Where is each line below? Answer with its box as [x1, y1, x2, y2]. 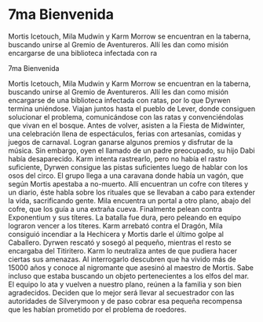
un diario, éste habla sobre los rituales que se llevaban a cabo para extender [8, 187, 256, 197]
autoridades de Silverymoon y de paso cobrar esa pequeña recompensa [8, 296, 243, 305]
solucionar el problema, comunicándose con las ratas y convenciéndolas [8, 112, 244, 121]
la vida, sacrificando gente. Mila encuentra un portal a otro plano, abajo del [8, 195, 251, 205]
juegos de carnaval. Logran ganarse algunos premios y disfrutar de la [8, 137, 233, 146]
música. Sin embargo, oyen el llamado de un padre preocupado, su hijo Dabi [8, 146, 255, 155]
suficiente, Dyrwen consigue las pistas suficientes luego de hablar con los [8, 162, 249, 172]
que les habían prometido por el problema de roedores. [8, 305, 187, 314]
